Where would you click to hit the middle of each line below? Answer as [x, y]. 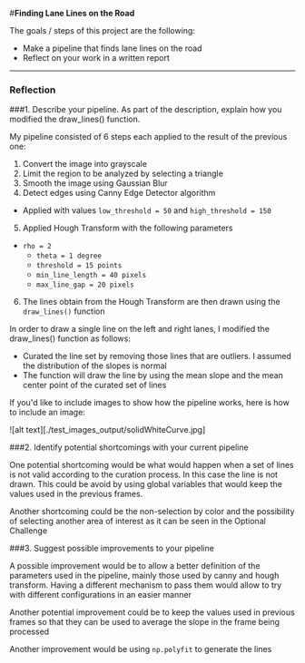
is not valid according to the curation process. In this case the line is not [144, 474]
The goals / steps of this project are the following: [102, 30]
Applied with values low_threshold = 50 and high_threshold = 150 [147, 210]
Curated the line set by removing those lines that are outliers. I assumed [157, 356]
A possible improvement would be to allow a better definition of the [135, 566]
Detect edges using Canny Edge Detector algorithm [119, 193]
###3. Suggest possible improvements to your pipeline [112, 549]
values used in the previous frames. [76, 494]
